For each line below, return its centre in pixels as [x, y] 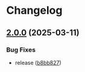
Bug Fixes [21, 50]
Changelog [34, 10]
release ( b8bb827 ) [38, 62]
